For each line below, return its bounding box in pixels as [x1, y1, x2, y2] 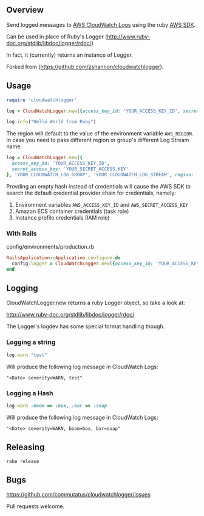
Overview [6, 5, 44, 15]
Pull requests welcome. [6, 503, 65, 510]
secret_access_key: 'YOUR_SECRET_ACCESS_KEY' [12, 166, 129, 172]
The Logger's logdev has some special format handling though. [6, 323, 165, 330]
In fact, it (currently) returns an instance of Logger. [6, 51, 134, 59]
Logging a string [6, 338, 56, 346]
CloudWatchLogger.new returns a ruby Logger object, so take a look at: [6, 299, 185, 307]
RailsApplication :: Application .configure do [6, 255, 121, 261]
